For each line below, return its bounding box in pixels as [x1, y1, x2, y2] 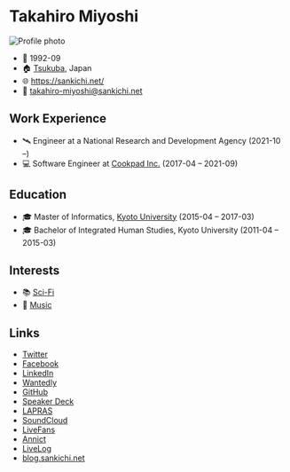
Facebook [21, 358, 59, 369]
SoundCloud [21, 415, 68, 426]
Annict [21, 434, 46, 444]
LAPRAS [21, 405, 53, 416]
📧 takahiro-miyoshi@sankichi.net [21, 85, 144, 96]
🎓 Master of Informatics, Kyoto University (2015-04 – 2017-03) [21, 211, 255, 222]
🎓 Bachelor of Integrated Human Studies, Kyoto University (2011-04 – [21, 224, 279, 235]
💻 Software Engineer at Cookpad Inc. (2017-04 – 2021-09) [21, 158, 238, 169]
